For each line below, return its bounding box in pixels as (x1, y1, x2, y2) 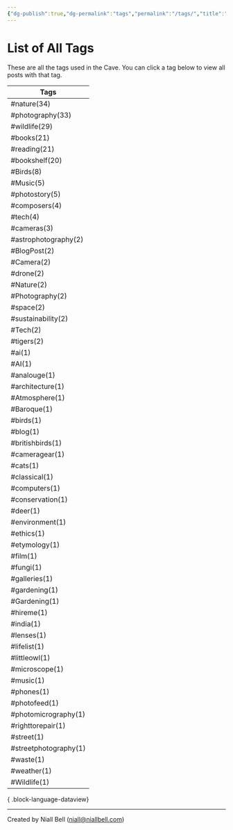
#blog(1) (10, 426, 40, 436)
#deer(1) (10, 506, 40, 516)
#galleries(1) (10, 573, 53, 583)
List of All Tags (7, 40, 94, 56)
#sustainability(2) (10, 314, 68, 324)
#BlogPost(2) (10, 246, 55, 255)
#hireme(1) (10, 607, 48, 617)
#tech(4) (10, 212, 40, 221)
